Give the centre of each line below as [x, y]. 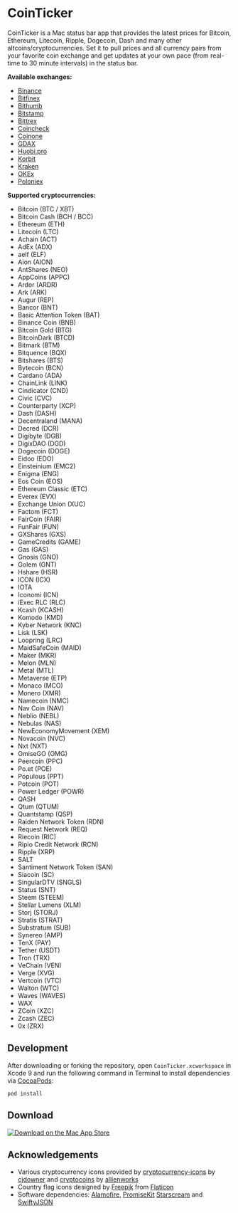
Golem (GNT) [37, 565]
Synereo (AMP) [40, 935]
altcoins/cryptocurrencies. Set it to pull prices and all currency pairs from [114, 48]
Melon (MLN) [37, 663]
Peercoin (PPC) [40, 761]
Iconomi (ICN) [38, 594]
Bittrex [27, 121]
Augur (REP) [36, 300]
